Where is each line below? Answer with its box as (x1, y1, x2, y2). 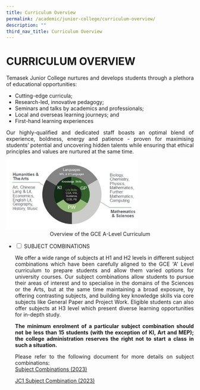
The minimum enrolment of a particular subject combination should (14, 323, 194, 330)
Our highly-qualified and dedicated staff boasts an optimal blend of (6, 129, 194, 136)
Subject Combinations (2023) (14, 366, 87, 373)
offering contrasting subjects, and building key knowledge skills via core (14, 292, 194, 300)
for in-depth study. (14, 311, 61, 318)
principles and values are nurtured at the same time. (6, 148, 134, 155)
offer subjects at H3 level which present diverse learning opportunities (14, 305, 194, 312)
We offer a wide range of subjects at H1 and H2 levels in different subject (14, 254, 194, 262)
